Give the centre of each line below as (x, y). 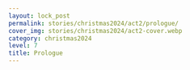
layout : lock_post (39, 16)
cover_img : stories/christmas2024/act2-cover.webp (95, 31)
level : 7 (23, 46)
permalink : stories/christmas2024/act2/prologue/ (94, 23)
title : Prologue (36, 53)
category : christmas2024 (50, 38)
